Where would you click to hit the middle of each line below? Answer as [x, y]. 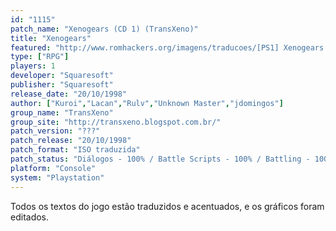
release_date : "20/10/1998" [69, 94]
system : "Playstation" [57, 177]
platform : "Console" [53, 168]
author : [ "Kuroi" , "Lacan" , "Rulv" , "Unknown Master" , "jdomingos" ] [147, 103]
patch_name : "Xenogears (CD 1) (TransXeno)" [104, 29]
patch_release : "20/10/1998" [71, 141]
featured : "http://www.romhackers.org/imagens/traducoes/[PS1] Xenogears [167, 47]
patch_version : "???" [55, 131]
